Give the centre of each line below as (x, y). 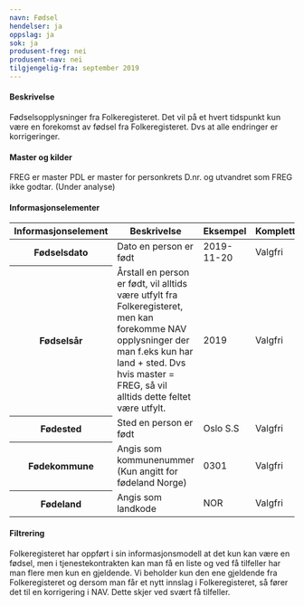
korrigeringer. (35, 137)
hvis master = (146, 374)
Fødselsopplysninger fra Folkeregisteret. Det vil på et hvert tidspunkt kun (145, 118)
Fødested (61, 429)
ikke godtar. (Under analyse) (62, 187)
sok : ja (24, 43)
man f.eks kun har (155, 352)
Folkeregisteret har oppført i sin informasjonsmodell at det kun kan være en (150, 554)
